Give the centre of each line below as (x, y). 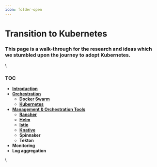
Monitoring (24, 146)
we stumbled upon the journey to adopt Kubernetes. (68, 55)
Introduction (25, 89)
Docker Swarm (34, 99)
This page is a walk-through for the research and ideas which (78, 49)
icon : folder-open (24, 9)
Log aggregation (29, 151)
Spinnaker (30, 135)
